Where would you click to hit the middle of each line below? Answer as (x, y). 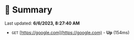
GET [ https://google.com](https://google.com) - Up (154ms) (70, 32)
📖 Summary (28, 10)
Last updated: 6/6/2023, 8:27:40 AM (42, 23)
